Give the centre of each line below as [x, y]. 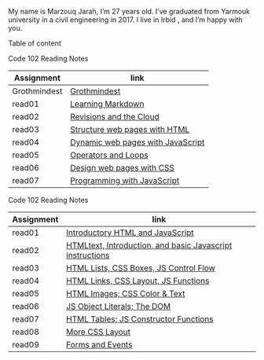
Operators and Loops [109, 155]
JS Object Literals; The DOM [119, 306]
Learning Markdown [107, 104]
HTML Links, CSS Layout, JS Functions [138, 281]
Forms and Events [99, 345]
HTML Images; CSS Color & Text [126, 294]
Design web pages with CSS [123, 168]
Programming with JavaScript [125, 180]
